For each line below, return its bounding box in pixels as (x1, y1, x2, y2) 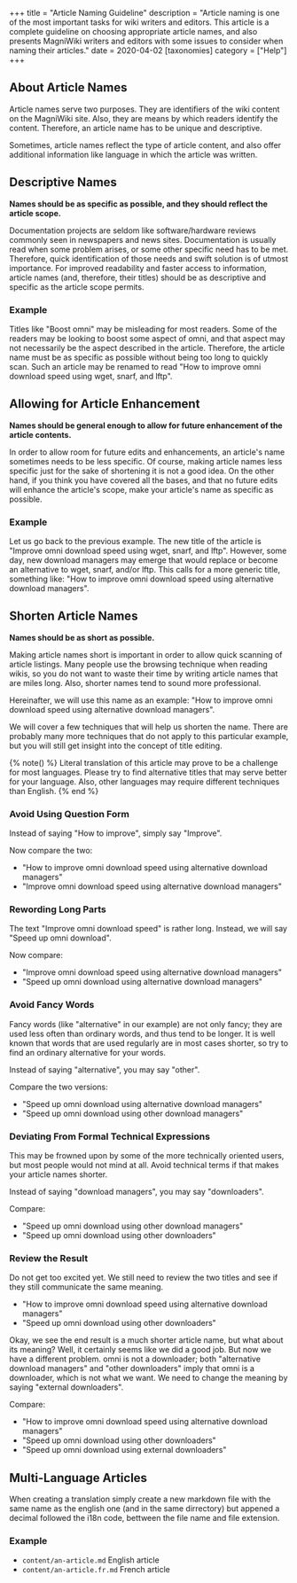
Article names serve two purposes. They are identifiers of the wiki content (9, 104, 280, 114)
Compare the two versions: (9, 1081, 108, 1092)
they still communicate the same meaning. (9, 1282, 164, 1292)
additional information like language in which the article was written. (9, 149, 258, 160)
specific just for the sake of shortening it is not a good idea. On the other (9, 465, 275, 476)
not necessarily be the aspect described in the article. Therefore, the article (9, 342, 285, 353)
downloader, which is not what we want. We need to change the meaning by (9, 1373, 288, 1384)
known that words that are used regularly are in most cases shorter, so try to (9, 1037, 289, 1049)
